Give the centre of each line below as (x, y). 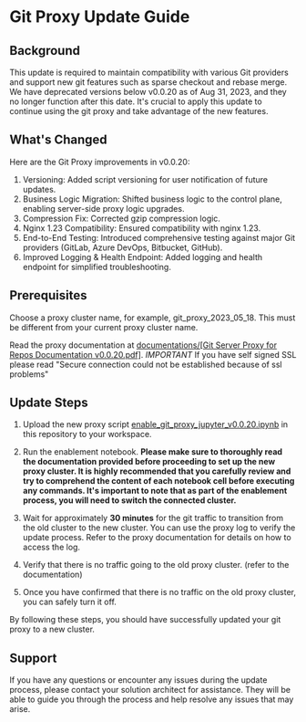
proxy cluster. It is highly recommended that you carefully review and (157, 471)
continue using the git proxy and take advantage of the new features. (139, 111)
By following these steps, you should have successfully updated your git (145, 620)
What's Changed (58, 140)
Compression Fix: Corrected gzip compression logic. (122, 218)
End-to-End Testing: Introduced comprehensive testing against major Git (159, 237)
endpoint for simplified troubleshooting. (97, 267)
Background (45, 51)
